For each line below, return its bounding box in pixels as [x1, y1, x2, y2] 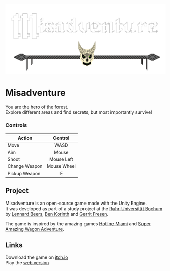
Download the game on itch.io [5, 254, 68, 260]
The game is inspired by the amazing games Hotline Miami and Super [5, 220, 151, 227]
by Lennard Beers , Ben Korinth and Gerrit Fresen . [5, 211, 108, 217]
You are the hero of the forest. [5, 104, 69, 110]
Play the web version [5, 259, 49, 265]
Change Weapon [7, 163, 43, 170]
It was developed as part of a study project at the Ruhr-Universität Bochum [5, 205, 163, 212]
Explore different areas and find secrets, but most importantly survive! [5, 109, 152, 115]
